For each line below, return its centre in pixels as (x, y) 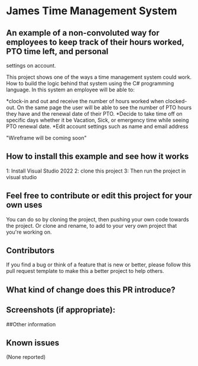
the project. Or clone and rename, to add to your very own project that (92, 225)
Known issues (33, 343)
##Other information (31, 324)
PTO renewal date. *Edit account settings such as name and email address (97, 126)
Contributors (30, 251)
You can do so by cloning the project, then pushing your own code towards (98, 219)
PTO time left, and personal (57, 51)
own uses (24, 205)
